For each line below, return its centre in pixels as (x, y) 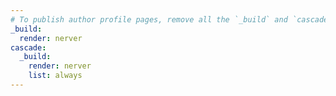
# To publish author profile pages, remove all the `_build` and (149, 19)
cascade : (28, 47)
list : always (55, 76)
